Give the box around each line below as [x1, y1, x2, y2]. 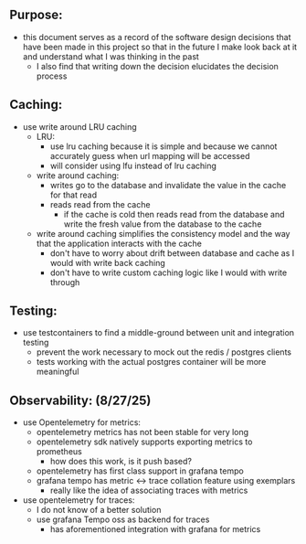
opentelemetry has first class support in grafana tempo [36, 465, 244, 476]
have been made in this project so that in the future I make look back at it [22, 41, 298, 52]
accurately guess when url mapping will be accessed [49, 150, 250, 161]
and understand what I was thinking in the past [22, 50, 199, 62]
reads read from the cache [49, 198, 151, 209]
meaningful [36, 366, 79, 378]
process [36, 70, 68, 81]
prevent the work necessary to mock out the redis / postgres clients [36, 347, 292, 357]
